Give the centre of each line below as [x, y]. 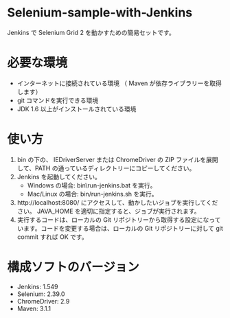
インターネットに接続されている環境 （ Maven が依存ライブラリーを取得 [119, 83]
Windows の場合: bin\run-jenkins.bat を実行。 [92, 185]
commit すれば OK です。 [52, 237]
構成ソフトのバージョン [73, 267]
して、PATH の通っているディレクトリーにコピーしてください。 [106, 168]
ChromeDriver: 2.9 [43, 301]
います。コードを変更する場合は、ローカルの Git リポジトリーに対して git [120, 228]
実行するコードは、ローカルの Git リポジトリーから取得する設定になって [119, 219]
